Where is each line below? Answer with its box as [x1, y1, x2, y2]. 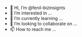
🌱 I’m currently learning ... [9, 15, 63, 21]
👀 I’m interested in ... [9, 10, 52, 16]
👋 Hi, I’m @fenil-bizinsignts [9, 5, 66, 10]
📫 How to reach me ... [9, 26, 56, 32]
